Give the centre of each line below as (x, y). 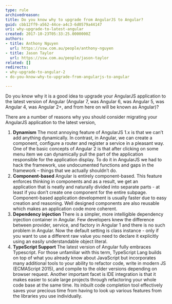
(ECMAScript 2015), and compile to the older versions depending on (85, 269)
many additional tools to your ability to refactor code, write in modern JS (89, 263)
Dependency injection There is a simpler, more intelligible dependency (88, 214)
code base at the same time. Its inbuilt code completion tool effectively (88, 285)
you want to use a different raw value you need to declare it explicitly (86, 236)
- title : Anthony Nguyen (32, 44)
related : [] (18, 63)
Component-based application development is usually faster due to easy (90, 198)
